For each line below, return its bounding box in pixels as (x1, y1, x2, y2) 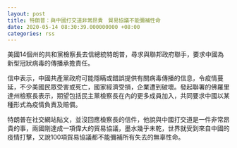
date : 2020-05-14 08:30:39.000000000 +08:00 (7, 23, 140, 30)
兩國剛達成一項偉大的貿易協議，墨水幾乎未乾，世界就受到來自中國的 (31, 124, 230, 132)
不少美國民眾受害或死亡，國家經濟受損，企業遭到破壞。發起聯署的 (19, 82, 212, 92)
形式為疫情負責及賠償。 (13, 100, 82, 109)
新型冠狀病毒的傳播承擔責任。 (7, 59, 94, 68)
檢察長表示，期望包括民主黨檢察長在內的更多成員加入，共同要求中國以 (19, 92, 224, 100)
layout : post (7, 10, 46, 18)
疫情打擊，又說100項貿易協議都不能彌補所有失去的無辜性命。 (7, 133, 185, 142)
